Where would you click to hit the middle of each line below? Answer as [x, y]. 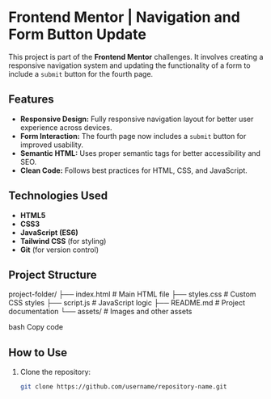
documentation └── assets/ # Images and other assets [100, 312]
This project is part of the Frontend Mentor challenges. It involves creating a [136, 57]
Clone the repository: [55, 372]
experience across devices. [66, 127]
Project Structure [53, 275]
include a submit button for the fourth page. [81, 73]
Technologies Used [58, 196]
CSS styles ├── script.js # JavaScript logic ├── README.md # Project [127, 303]
